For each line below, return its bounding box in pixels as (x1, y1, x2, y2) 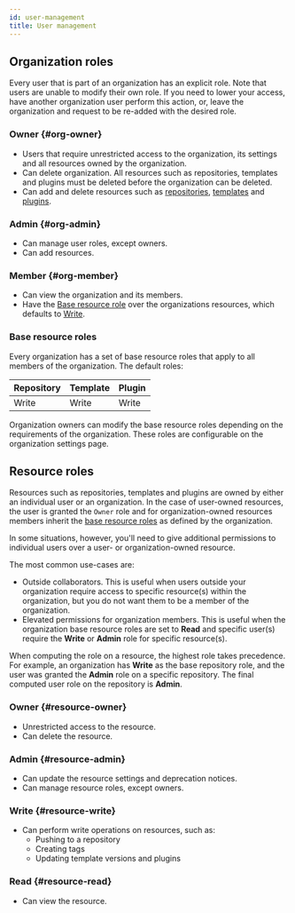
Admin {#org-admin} (9, 218, 102, 230)
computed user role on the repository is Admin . (9, 679, 183, 689)
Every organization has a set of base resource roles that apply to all (9, 351, 255, 361)
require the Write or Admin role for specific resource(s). (21, 633, 228, 644)
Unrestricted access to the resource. (21, 721, 157, 732)
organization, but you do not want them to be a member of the (21, 596, 250, 607)
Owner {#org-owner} (9, 128, 103, 140)
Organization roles (9, 54, 113, 69)
